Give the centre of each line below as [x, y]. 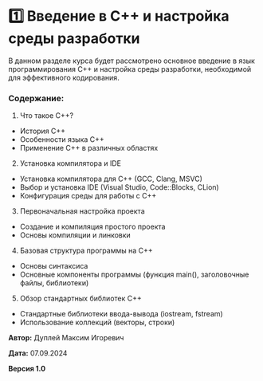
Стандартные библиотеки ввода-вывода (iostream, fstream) [121, 314]
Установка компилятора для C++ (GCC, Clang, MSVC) [111, 179]
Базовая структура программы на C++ [86, 251]
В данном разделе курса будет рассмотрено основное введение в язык [131, 61]
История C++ [43, 131]
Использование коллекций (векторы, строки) [97, 322]
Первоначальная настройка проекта [82, 211]
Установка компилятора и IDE [71, 163]
